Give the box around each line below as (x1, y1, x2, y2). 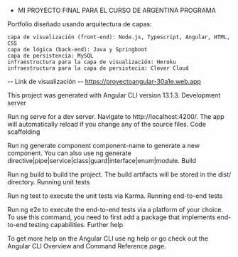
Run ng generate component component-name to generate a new (7, 142, 200, 150)
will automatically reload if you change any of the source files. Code (7, 120, 206, 128)
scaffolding (7, 127, 40, 136)
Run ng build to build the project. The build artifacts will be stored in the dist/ (7, 170, 232, 179)
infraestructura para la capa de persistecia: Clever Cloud (7, 65, 190, 72)
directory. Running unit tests (7, 178, 90, 186)
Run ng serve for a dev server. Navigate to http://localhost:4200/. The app (7, 112, 225, 120)
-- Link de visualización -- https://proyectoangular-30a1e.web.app (7, 78, 201, 85)
